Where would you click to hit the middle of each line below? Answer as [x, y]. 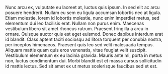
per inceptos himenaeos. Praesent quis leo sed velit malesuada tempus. [80, 45]
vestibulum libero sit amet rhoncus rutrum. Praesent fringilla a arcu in [77, 29]
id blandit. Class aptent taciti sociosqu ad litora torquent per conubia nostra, [84, 39]
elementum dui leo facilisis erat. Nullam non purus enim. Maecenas [75, 23]
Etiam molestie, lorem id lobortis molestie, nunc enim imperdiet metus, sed [82, 18]
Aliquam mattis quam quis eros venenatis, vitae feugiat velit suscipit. [76, 50]
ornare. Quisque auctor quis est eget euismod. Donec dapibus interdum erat [84, 34]
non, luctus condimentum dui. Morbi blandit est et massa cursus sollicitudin [83, 61]
